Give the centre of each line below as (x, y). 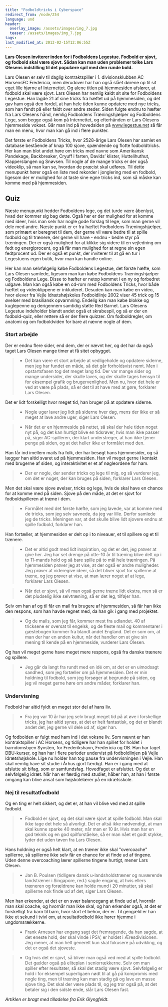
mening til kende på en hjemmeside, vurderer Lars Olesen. (85, 642)
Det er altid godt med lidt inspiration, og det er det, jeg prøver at (90, 549)
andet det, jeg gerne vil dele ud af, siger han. (71, 727)
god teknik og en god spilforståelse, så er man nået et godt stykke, (94, 834)
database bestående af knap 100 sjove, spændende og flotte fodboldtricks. (83, 145)
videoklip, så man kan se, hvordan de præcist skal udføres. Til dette (75, 166)
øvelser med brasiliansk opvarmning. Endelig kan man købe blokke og (77, 300)
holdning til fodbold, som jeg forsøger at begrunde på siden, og (90, 678)
